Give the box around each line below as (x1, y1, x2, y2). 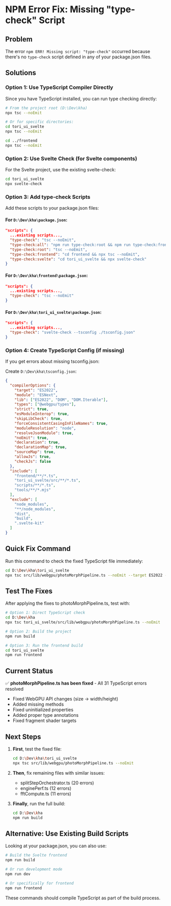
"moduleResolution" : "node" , (14, 425, 76, 431)
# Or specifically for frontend (5, 880, 74, 886)
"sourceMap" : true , (14, 449, 56, 455)
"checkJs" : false (14, 459, 51, 464)
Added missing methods (12, 701, 64, 708)
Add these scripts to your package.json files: (5, 205, 99, 211)
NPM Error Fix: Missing (5, 4, 104, 15)
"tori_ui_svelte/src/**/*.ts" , (14, 478, 81, 483)
